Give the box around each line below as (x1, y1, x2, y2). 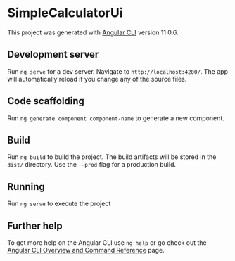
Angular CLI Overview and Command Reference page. (7, 246, 165, 254)
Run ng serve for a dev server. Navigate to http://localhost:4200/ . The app (7, 67, 229, 75)
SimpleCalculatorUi (7, 5, 123, 21)
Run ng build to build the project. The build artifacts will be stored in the (7, 153, 217, 161)
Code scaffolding (7, 95, 84, 107)
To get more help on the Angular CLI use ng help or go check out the (7, 238, 207, 247)
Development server (7, 49, 99, 61)
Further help (7, 219, 63, 231)
